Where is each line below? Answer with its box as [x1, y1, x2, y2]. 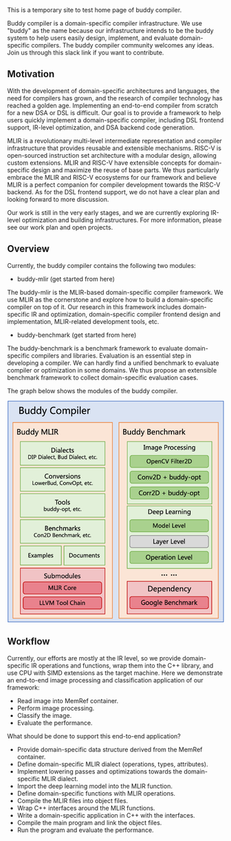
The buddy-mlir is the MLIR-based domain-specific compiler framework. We [7, 288, 223, 296]
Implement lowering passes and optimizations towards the [16, 767, 183, 776]
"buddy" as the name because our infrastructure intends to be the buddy [7, 27, 214, 34]
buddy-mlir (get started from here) [16, 275, 115, 283]
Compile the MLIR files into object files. [16, 796, 129, 804]
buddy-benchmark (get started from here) [16, 331, 137, 339]
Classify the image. [16, 711, 72, 719]
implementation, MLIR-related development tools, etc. [7, 317, 159, 326]
